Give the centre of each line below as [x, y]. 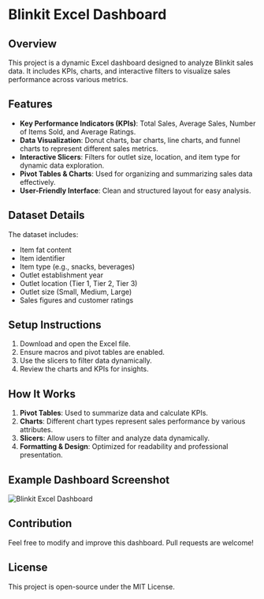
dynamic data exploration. [62, 165]
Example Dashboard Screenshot [89, 480]
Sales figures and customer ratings [76, 300]
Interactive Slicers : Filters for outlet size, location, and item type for [130, 156]
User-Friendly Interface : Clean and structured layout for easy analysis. [135, 190]
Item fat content [46, 250]
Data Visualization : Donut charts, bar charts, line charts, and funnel [130, 140]
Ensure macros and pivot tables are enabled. [92, 352]
